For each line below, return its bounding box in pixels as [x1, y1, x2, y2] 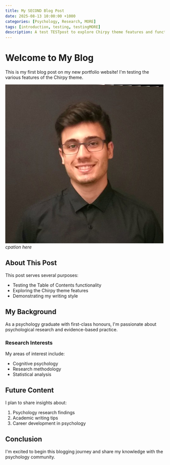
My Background [5, 307, 57, 316]
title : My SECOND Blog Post [5, 8, 65, 13]
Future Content [5, 386, 54, 395]
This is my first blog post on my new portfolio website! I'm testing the [5, 69, 149, 75]
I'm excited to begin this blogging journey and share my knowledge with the [5, 448, 163, 454]
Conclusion [5, 435, 42, 444]
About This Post [5, 259, 57, 267]
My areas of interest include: [5, 351, 65, 357]
